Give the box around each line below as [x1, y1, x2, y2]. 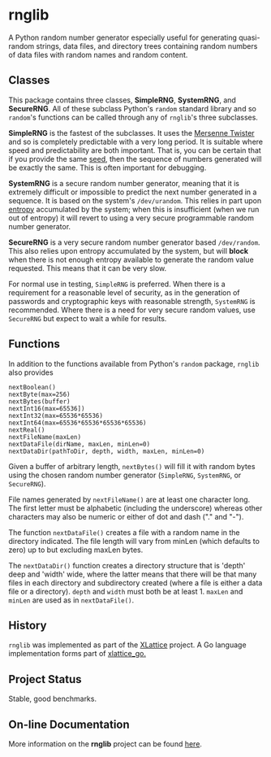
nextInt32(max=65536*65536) [8, 411, 104, 420]
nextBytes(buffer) [8, 397, 71, 406]
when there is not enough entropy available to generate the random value [8, 255, 254, 264]
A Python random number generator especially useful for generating [8, 33, 238, 42]
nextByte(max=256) [8, 390, 71, 398]
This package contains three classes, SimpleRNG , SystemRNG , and [8, 95, 237, 105]
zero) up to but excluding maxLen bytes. [8, 545, 144, 555]
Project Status [8, 672, 83, 686]
